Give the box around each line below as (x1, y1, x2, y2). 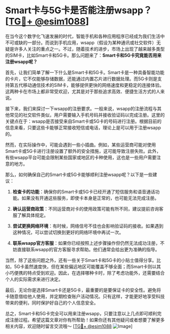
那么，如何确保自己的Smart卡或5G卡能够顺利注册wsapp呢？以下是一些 (5, 171, 153, 178)
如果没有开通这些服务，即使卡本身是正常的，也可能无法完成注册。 (21, 195, 159, 201)
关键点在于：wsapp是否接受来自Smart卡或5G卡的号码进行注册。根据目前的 (5, 118, 162, 124)
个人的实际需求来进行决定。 (5, 276, 63, 282)
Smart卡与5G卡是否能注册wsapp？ (5, 5, 152, 16)
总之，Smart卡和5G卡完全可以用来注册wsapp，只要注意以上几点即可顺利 (5, 310, 157, 316)
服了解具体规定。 (12, 212, 49, 218)
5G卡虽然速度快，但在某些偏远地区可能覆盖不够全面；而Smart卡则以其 (14, 263, 161, 270)
